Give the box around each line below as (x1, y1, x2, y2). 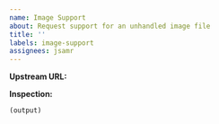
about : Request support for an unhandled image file (9, 22, 211, 31)
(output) (9, 106, 42, 115)
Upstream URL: (9, 71, 67, 82)
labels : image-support (9, 38, 94, 48)
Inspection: (9, 89, 53, 100)
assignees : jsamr (9, 47, 74, 56)
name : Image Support (9, 13, 87, 22)
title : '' (9, 30, 47, 39)
